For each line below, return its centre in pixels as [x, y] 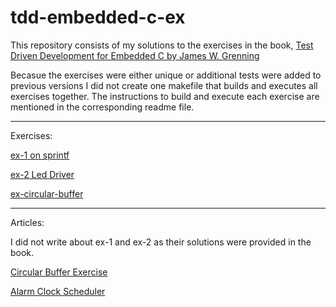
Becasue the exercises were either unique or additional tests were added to [166, 75]
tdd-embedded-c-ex [98, 17]
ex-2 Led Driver [42, 174]
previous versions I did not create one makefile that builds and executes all [164, 85]
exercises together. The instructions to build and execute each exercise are [165, 96]
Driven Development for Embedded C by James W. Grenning [135, 55]
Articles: [27, 222]
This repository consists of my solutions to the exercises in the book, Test [162, 45]
